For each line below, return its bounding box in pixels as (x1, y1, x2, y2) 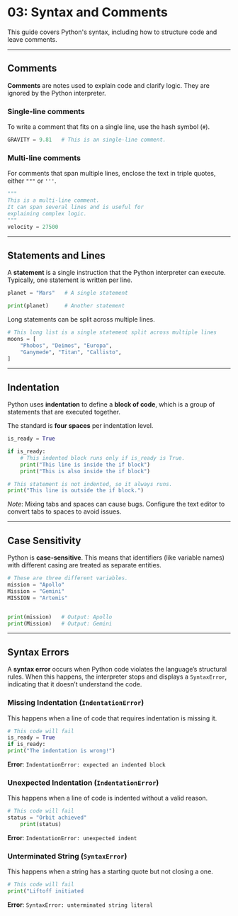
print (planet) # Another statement (7, 302, 125, 310)
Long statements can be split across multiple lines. (7, 315, 156, 324)
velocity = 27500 (7, 223, 59, 230)
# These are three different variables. (7, 575, 129, 582)
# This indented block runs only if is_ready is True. (20, 454, 186, 461)
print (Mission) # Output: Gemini (7, 620, 113, 627)
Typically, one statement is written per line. (7, 276, 133, 284)
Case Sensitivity (7, 534, 81, 546)
